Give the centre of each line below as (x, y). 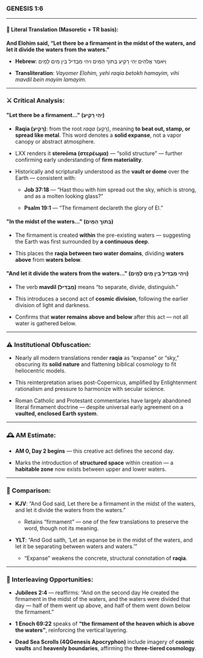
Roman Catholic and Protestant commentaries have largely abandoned (103, 400)
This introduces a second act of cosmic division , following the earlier (101, 299)
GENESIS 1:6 (25, 8)
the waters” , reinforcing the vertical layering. (71, 630)
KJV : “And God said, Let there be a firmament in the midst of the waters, (105, 503)
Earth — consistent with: (46, 178)
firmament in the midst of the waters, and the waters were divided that (103, 599)
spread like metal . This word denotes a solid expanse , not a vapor (98, 135)
